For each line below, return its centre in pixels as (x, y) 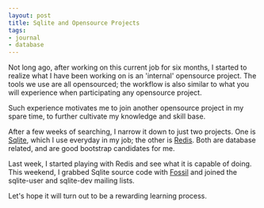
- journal (25, 38)
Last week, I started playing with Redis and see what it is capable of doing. (130, 164)
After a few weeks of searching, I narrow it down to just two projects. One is (132, 132)
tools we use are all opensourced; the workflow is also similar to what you (129, 85)
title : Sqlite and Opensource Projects (74, 23)
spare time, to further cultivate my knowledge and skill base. (107, 116)
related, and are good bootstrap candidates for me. (92, 149)
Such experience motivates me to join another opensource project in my (126, 108)
